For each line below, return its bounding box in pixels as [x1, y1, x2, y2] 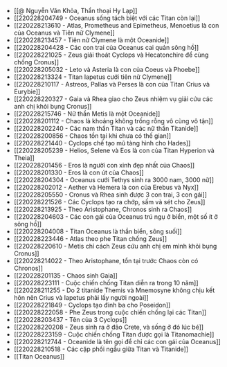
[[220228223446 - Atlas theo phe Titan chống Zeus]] [13, 235, 167, 242]
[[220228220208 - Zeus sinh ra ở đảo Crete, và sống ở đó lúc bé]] [13, 323, 204, 331]
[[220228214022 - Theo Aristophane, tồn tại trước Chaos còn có [13, 257, 199, 265]
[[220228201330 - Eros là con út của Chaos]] [13, 168, 144, 177]
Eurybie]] [13, 87, 41, 96]
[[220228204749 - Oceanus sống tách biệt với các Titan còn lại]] [13, 14, 201, 22]
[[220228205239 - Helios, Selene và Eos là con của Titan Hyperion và [13, 146, 215, 154]
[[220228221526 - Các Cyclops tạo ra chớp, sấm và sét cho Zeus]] [13, 198, 206, 206]
